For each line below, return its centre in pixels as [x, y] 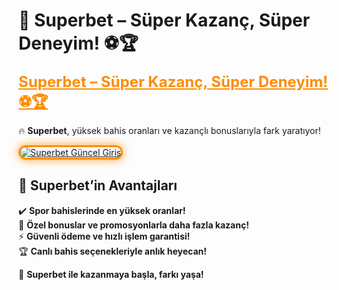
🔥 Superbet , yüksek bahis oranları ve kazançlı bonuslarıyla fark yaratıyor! [169, 130]
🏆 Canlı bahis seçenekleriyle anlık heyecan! [112, 251]
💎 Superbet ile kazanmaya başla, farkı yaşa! [111, 274]
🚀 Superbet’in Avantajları [98, 185]
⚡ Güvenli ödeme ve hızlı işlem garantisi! [104, 236]
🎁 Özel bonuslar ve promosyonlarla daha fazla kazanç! [134, 225]
